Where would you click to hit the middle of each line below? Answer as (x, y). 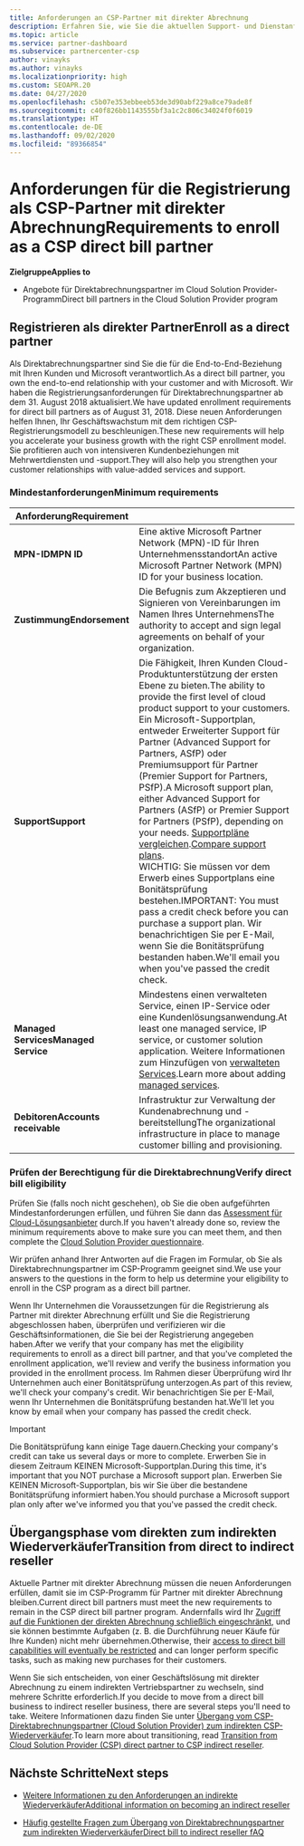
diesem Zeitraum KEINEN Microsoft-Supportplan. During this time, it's (138, 1466)
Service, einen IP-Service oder (204, 1005)
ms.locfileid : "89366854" (58, 144)
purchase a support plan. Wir (200, 923)
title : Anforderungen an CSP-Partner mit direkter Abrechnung (129, 18)
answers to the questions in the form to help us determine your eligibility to (149, 1279)
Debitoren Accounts (57, 1117)
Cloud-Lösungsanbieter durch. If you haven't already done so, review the (145, 1223)
